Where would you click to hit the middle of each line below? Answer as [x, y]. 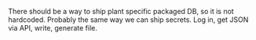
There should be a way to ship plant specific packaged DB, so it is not [121, 11]
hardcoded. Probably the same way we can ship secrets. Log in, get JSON [128, 20]
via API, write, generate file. [53, 28]
